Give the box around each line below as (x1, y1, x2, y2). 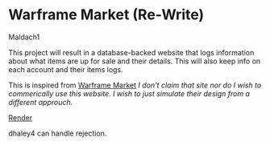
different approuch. (8, 97, 73, 107)
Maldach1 (8, 32, 40, 42)
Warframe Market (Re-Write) (8, 6, 205, 24)
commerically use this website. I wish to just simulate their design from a (8, 88, 250, 98)
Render (8, 112, 33, 122)
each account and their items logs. (8, 64, 123, 74)
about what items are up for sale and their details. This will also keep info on (8, 56, 261, 66)
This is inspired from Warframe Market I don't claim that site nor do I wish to (8, 80, 262, 90)
